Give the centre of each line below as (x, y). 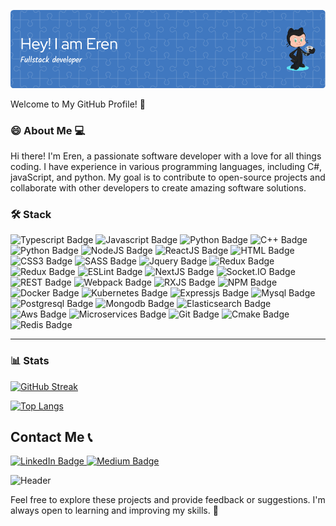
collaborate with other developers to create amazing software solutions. (158, 187)
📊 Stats (30, 361)
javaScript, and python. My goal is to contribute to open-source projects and (168, 177)
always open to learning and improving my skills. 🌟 (114, 511)
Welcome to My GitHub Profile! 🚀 (78, 104)
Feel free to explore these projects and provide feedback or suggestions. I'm (168, 500)
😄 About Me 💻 (48, 130)
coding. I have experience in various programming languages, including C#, (166, 166)
